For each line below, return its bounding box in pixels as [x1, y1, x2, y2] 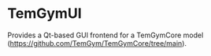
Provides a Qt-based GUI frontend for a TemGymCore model [7, 30, 204, 40]
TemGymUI [7, 5, 82, 23]
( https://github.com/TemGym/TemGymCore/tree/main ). [7, 38, 187, 47]
